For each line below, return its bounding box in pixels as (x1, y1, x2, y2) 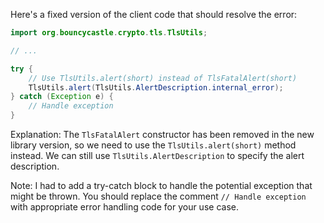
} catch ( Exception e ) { (10, 92, 114, 102)
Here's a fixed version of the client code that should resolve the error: (10, 9, 298, 20)
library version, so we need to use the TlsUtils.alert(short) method (10, 139, 297, 151)
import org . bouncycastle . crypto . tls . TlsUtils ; (10, 28, 208, 38)
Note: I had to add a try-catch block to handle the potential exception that (10, 180, 313, 191)
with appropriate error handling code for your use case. (10, 201, 239, 213)
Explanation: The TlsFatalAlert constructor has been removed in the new (10, 129, 315, 140)
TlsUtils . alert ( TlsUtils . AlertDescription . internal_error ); (28, 82, 284, 93)
